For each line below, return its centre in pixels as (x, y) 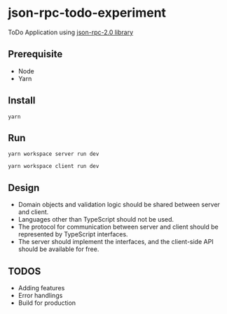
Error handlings (40, 295)
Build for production (47, 303)
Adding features (41, 288)
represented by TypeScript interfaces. (73, 234)
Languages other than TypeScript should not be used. (96, 220)
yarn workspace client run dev (54, 166)
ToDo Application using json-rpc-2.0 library (71, 32)
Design (24, 188)
